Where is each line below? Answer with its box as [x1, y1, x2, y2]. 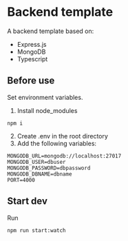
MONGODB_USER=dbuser [7, 158, 67, 165]
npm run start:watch [7, 227, 67, 234]
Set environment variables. [7, 93, 83, 101]
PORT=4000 [7, 176, 36, 183]
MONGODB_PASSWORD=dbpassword [7, 165, 91, 171]
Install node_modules [17, 106, 78, 114]
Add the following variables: [17, 139, 97, 147]
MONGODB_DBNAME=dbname [7, 170, 72, 178]
